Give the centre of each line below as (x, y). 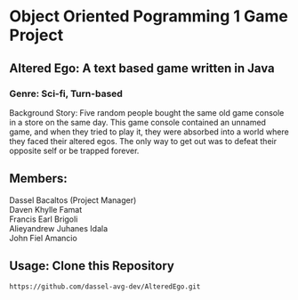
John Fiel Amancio (43, 238)
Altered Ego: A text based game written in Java (142, 68)
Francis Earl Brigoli (44, 219)
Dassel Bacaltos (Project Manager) (73, 200)
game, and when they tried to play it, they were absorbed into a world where (149, 132)
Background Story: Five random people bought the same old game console (147, 112)
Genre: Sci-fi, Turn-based (66, 93)
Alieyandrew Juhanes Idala (59, 228)
